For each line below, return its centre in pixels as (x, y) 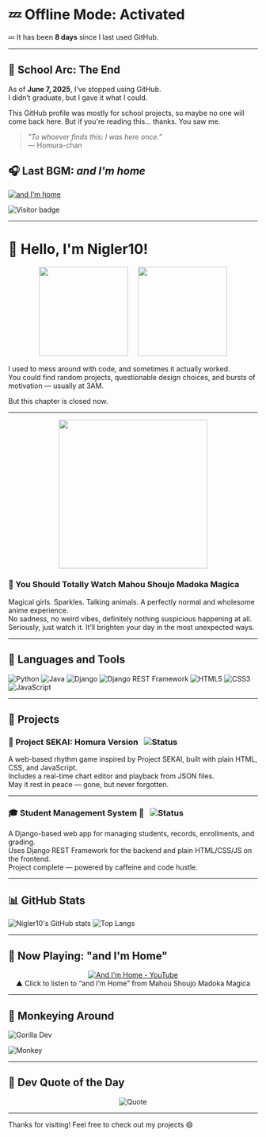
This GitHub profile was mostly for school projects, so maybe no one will (127, 113)
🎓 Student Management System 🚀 (76, 813)
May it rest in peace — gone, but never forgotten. (89, 785)
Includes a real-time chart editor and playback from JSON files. (112, 776)
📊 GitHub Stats (47, 900)
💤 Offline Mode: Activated (97, 15)
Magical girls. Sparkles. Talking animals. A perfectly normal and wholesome (131, 601)
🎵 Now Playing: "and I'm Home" (88, 956)
